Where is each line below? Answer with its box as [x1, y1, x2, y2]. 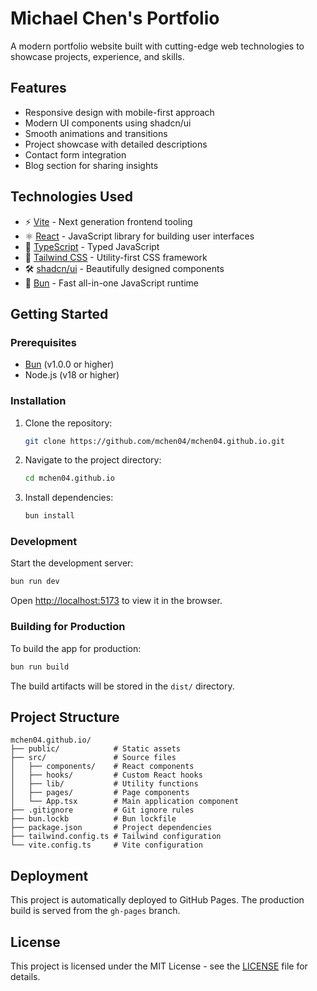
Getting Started [10, 305, 109, 322]
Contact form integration [24, 148, 127, 161]
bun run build [10, 662, 70, 672]
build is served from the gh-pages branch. [10, 905, 181, 917]
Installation [10, 394, 67, 408]
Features [10, 80, 67, 97]
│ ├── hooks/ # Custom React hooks [10, 770, 203, 781]
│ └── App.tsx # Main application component [10, 797, 240, 807]
